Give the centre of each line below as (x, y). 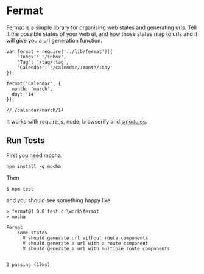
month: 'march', (32, 89)
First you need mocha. (34, 155)
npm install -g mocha (34, 166)
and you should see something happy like (58, 200)
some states (32, 233)
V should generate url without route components (85, 238)
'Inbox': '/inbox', (42, 57)
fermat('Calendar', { (34, 83)
